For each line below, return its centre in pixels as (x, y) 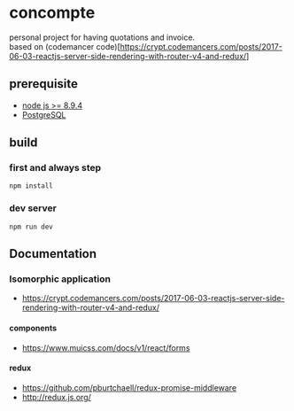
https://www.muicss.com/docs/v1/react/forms (106, 347)
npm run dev (31, 227)
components (33, 328)
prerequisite (43, 84)
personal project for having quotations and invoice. (102, 37)
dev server (33, 208)
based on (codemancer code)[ (65, 46)
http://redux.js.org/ (56, 397)
